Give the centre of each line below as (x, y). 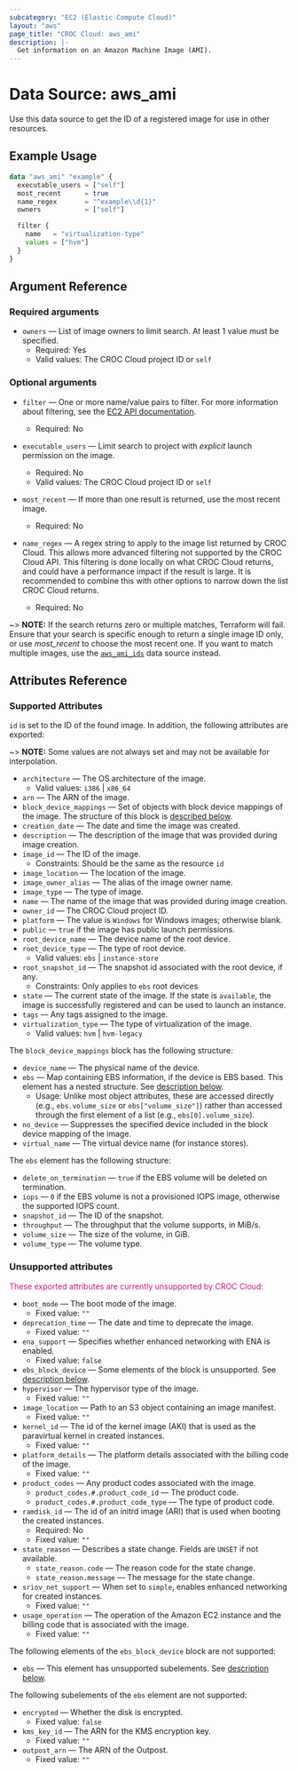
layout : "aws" (35, 26)
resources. (29, 129)
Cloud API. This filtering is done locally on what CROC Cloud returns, (148, 561)
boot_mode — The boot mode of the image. (99, 1303)
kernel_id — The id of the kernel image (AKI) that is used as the (139, 1426)
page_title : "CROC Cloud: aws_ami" (75, 34)
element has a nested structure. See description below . (123, 1087)
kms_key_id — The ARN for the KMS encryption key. (116, 1731)
